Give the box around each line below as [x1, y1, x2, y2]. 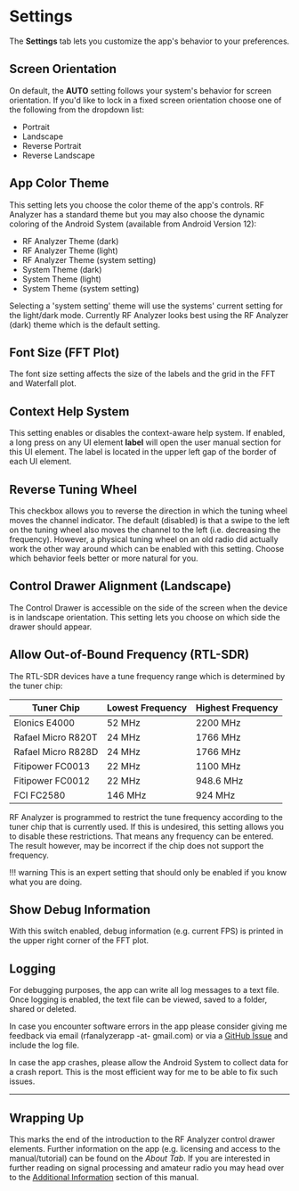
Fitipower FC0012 [13, 774, 91, 786]
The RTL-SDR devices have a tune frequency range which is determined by [9, 670, 286, 681]
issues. [9, 1076, 36, 1087]
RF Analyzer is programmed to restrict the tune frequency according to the [9, 811, 283, 822]
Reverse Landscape [21, 150, 95, 160]
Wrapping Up [9, 1110, 85, 1125]
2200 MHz [195, 716, 242, 728]
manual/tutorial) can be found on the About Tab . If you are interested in [9, 1153, 271, 1164]
